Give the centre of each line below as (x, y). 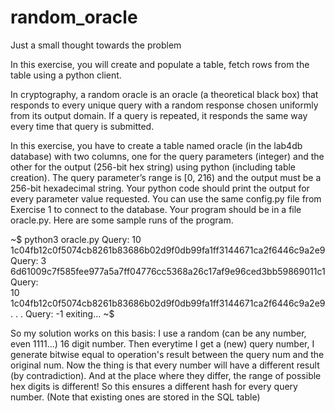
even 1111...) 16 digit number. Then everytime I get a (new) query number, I (162, 343)
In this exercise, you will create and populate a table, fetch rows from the (160, 64)
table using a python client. (66, 75)
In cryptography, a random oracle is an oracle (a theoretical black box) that (164, 94)
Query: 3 (28, 260)
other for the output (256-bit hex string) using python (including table (153, 167)
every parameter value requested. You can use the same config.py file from (166, 198)
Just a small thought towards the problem (96, 45)
